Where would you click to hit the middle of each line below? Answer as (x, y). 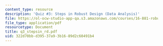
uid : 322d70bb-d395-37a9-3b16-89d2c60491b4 (50, 36)
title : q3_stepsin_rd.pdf (31, 32)
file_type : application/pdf (33, 23)
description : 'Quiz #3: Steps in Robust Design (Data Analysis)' (72, 14)
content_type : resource (29, 9)
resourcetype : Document (29, 27)
